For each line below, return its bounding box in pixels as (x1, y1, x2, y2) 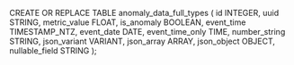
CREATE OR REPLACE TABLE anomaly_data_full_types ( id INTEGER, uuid (9, 8, 280, 18)
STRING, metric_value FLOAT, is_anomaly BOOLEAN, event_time (9, 17, 246, 28)
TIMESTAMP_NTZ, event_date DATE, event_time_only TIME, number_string (9, 27, 286, 37)
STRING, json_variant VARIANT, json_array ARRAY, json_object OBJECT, (9, 36, 276, 46)
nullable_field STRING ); (9, 45, 97, 56)
